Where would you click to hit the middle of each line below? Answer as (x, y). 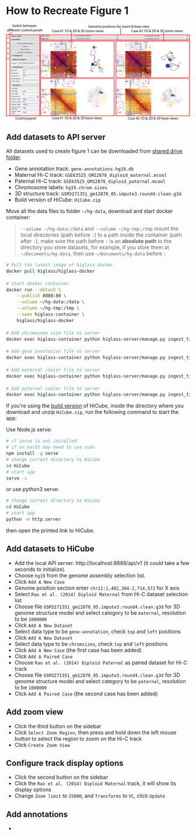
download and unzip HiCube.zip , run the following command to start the (92, 412)
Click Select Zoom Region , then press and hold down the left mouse (95, 732)
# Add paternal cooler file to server (53, 388)
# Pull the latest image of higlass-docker (60, 265)
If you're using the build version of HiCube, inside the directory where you (95, 406)
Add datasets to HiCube (50, 549)
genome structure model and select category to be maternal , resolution (100, 612)
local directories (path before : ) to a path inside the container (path (101, 235)
